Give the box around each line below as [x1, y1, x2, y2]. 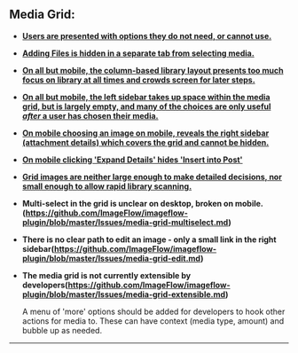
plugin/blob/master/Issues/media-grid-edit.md [21, 253, 201, 263]
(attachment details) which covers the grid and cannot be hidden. [21, 137, 270, 147]
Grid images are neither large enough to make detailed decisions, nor [21, 171, 282, 182]
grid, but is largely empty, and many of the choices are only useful [21, 101, 271, 112]
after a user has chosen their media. [21, 110, 159, 121]
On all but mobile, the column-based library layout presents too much [21, 65, 284, 75]
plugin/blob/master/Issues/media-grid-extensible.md [21, 288, 226, 300]
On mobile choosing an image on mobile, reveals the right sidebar [21, 128, 270, 138]
